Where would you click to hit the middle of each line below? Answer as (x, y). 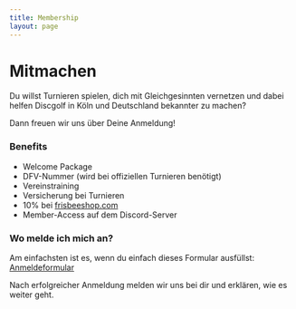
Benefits (29, 147)
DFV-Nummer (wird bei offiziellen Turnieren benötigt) (122, 176)
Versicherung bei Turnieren (73, 195)
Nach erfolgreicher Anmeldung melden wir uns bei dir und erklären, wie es (148, 285)
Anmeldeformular (42, 267)
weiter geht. (32, 295)
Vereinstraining (51, 186)
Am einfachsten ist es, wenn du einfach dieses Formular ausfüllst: (132, 258)
